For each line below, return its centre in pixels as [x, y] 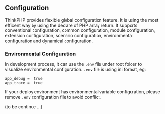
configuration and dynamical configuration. [49, 41]
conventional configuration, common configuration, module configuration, [80, 30]
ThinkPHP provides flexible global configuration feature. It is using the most [82, 20]
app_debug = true [24, 79]
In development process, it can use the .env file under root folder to [74, 64]
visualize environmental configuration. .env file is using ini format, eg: [76, 70]
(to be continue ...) [24, 107]
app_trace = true [24, 83]
